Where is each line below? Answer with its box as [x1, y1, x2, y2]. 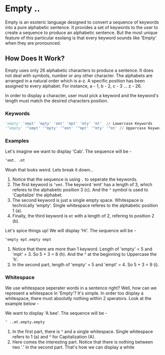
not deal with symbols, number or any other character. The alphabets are [5, 72, 153, 79]
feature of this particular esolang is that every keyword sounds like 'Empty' [5, 35, 157, 41]
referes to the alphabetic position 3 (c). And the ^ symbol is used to [12, 187, 148, 192]
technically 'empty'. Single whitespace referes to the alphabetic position [12, 202, 158, 208]
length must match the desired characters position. [5, 98, 109, 104]
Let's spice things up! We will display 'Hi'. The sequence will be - [5, 227, 137, 233]
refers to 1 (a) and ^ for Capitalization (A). [12, 334, 96, 340]
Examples [5, 137, 29, 144]
